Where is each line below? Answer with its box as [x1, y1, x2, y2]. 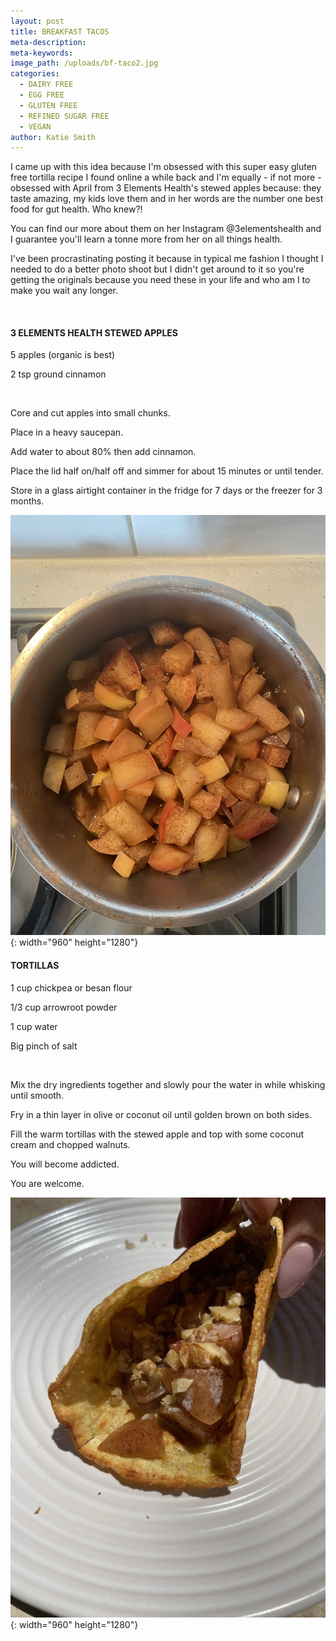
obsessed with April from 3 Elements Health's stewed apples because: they [10, 182, 322, 194]
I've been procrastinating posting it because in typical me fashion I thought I [10, 253, 324, 265]
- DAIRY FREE [19, 80, 74, 90]
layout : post [10, 16, 65, 26]
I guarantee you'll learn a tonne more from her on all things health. [10, 233, 283, 245]
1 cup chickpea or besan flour [10, 981, 133, 994]
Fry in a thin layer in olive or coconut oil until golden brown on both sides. [10, 1108, 312, 1120]
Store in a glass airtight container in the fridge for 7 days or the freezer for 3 [10, 485, 323, 497]
